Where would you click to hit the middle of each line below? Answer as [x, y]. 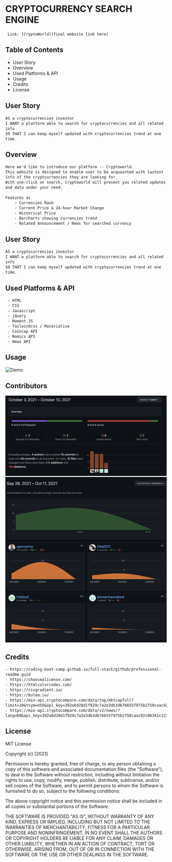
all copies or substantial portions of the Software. [57, 806]
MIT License [18, 744]
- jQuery [17, 316]
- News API [19, 342]
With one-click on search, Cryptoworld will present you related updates [86, 182]
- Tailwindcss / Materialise [39, 326]
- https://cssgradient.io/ [34, 690]
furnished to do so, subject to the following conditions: [63, 791]
